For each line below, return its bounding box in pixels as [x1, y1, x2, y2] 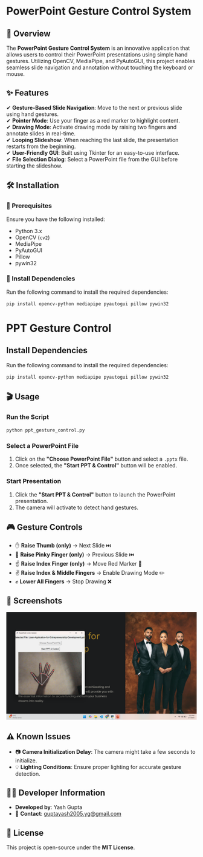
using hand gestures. [6, 110, 59, 118]
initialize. [14, 757, 37, 764]
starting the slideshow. [6, 162, 63, 169]
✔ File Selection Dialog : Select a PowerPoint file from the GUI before [6, 155, 178, 163]
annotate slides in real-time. [6, 129, 76, 137]
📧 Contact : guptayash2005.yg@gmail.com [14, 810, 122, 818]
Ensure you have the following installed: [6, 215, 106, 223]
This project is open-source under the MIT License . [6, 844, 135, 851]
